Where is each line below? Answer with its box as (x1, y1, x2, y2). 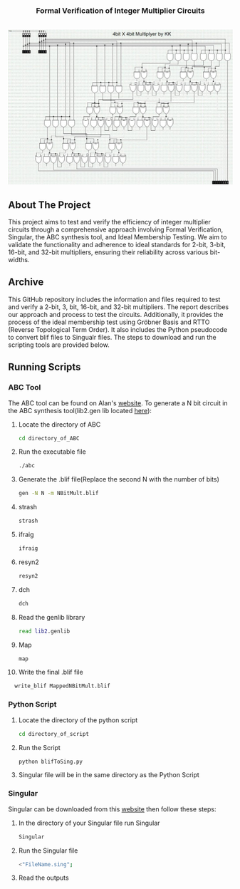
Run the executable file (18, 447, 86, 456)
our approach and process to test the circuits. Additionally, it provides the (8, 310, 224, 318)
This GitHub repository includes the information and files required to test (8, 295, 221, 303)
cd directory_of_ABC (18, 435, 80, 442)
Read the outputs (18, 873, 70, 882)
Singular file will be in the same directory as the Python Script (18, 771, 200, 779)
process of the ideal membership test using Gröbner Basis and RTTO (8, 318, 210, 326)
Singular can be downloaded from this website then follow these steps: (8, 804, 216, 813)
